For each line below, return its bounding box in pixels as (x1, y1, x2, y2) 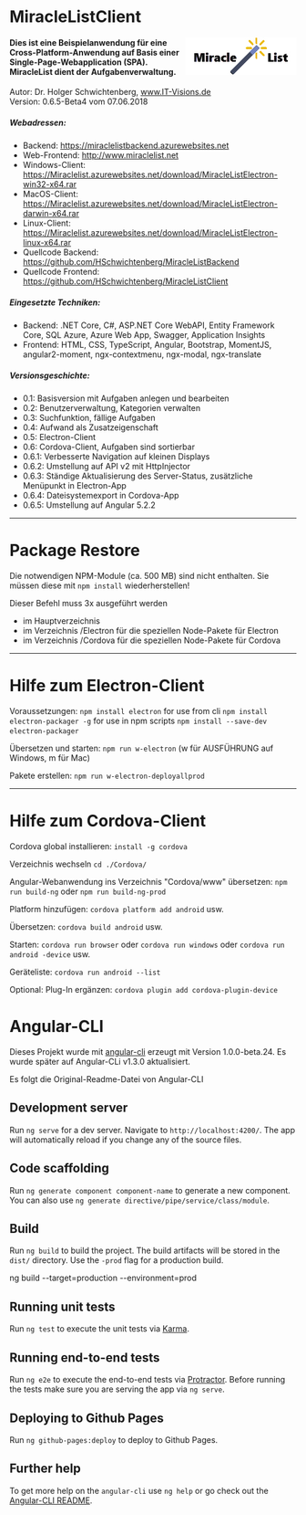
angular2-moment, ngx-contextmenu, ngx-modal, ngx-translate (22, 349, 262, 360)
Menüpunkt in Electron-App (22, 480, 127, 491)
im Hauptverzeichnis (22, 615, 100, 626)
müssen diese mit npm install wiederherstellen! (9, 580, 190, 591)
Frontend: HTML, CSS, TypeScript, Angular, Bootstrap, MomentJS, (22, 340, 272, 351)
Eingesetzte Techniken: (9, 297, 101, 308)
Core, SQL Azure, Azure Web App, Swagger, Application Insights (22, 330, 266, 341)
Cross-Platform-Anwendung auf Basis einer (9, 47, 179, 58)
